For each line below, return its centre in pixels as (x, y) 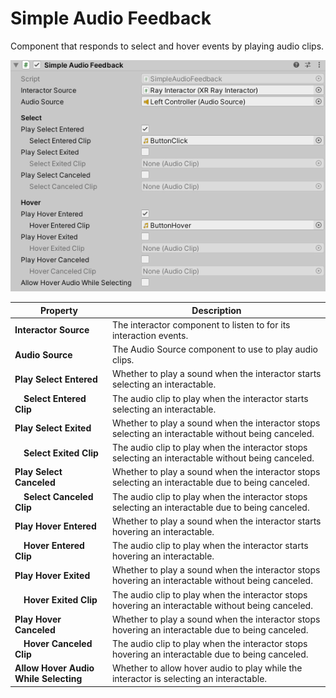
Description (216, 310)
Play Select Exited (53, 428)
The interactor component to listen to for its (201, 324)
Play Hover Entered (55, 526)
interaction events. (150, 335)
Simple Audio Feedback (111, 18)
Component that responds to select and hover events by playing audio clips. (167, 46)
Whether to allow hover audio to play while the (207, 668)
